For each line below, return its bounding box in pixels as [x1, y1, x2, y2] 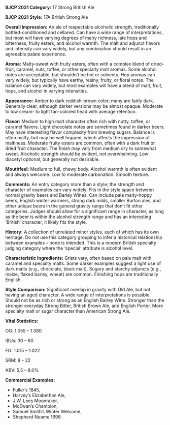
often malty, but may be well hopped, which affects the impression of [5, 135, 150, 140]
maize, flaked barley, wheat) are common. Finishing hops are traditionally [5, 271, 158, 277]
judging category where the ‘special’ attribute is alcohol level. [5, 245, 133, 251]
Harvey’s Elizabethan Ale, [12, 392, 66, 398]
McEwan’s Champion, [12, 403, 58, 409]
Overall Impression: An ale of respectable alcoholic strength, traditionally [5, 24, 159, 30]
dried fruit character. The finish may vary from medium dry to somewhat [5, 145, 156, 151]
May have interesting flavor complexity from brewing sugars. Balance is [5, 129, 155, 135]
